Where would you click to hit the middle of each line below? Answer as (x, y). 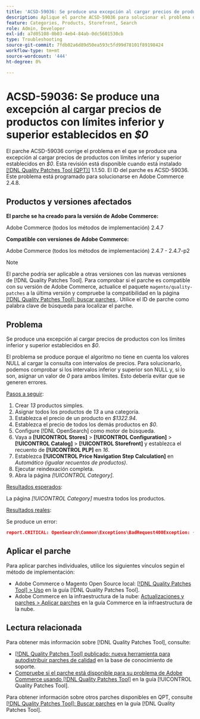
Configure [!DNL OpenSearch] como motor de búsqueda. (85, 431)
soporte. (25, 666)
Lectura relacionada (44, 628)
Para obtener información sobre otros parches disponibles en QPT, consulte (99, 697)
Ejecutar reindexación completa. (54, 469)
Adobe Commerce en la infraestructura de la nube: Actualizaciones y (99, 596)
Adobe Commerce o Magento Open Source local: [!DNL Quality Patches (103, 583)
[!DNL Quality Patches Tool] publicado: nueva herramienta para (93, 654)
